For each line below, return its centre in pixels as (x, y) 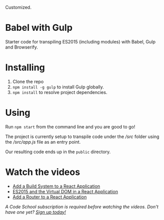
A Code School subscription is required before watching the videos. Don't (82, 206)
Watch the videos (43, 172)
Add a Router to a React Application (49, 197)
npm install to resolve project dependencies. (60, 92)
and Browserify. (22, 47)
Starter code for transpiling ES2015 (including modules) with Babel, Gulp (80, 41)
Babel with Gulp (39, 28)
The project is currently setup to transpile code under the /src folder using (83, 137)
